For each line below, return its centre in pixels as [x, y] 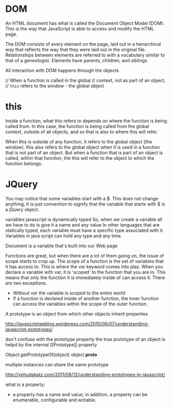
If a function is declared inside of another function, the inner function [86, 298]
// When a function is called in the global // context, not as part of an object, [85, 80]
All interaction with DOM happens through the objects [62, 70]
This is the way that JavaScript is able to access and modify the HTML [80, 28]
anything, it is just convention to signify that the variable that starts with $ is [85, 204]
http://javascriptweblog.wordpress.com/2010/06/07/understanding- [77, 324]
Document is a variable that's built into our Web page [62, 246]
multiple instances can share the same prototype [57, 364]
